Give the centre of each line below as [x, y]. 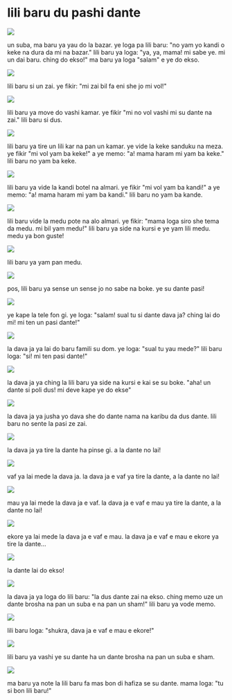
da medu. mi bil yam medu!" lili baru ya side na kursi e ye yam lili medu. [109, 228]
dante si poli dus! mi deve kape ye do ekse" [69, 390]
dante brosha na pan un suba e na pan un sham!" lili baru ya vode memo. [111, 604]
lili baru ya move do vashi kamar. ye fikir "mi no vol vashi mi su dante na [110, 112]
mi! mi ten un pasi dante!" [44, 322]
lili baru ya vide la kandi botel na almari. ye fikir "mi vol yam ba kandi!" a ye [114, 187]
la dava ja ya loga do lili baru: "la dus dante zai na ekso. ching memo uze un [115, 596]
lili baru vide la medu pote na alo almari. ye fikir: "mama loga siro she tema [113, 221]
